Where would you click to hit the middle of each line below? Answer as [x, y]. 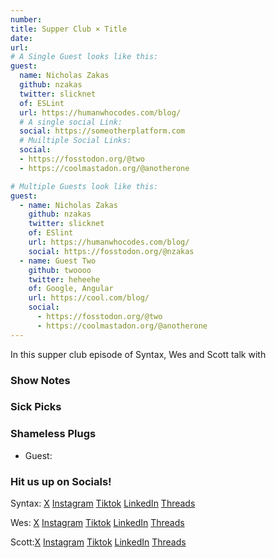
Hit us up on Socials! [61, 481]
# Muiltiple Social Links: [75, 141]
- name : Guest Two [58, 261]
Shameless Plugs [53, 434]
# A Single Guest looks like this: [84, 57]
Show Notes [40, 380]
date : [21, 38]
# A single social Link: [71, 122]
